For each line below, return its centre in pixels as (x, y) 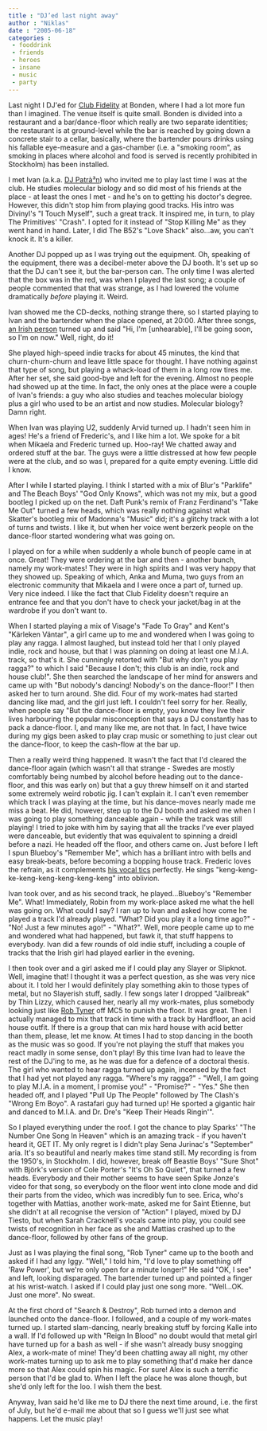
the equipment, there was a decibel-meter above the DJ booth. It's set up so (133, 263)
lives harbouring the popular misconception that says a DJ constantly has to (133, 719)
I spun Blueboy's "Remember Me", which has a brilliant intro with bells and (130, 852)
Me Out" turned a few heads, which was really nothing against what (119, 510)
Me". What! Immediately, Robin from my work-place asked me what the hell (131, 902)
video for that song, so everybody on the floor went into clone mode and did (133, 1186)
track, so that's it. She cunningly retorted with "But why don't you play (123, 659)
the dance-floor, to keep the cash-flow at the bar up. (95, 744)
